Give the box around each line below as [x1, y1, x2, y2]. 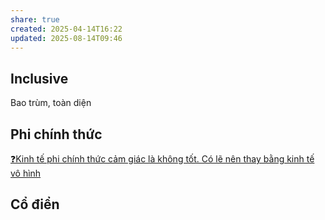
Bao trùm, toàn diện [10, 97, 92, 109]
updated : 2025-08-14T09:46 [10, 33, 123, 43]
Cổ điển [10, 196, 60, 213]
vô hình [10, 167, 42, 179]
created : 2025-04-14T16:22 [10, 24, 123, 34]
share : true [10, 14, 60, 25]
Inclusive [10, 70, 69, 87]
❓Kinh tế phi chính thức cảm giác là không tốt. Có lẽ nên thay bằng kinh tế [10, 153, 315, 165]
